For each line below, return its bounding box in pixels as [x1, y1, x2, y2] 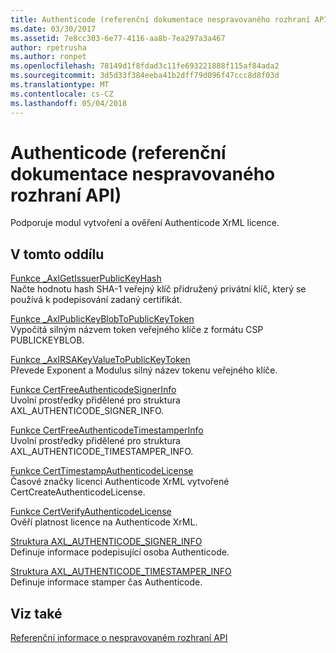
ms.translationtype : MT [10, 80, 110, 90]
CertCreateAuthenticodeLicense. [10, 486, 146, 498]
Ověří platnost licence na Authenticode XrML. [10, 516, 198, 528]
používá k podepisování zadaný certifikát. [10, 294, 183, 306]
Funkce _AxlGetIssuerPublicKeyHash [10, 272, 162, 285]
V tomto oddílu [10, 246, 105, 263]
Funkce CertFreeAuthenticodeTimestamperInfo [10, 424, 204, 436]
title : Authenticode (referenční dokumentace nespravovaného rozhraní [10, 14, 311, 25]
